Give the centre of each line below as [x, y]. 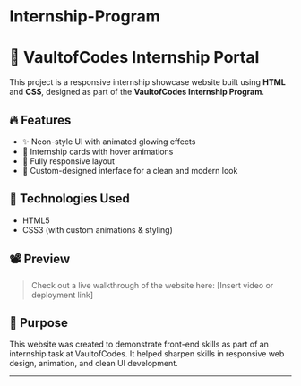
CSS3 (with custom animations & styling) [97, 229]
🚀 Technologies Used [69, 199]
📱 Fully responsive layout [68, 161]
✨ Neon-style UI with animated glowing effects [109, 142]
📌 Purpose [39, 323]
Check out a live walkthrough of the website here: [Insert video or [152, 285]
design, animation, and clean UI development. [94, 364]
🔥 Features [40, 120]
